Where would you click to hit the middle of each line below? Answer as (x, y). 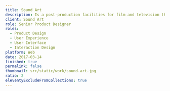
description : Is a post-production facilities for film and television (82, 15)
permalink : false (24, 66)
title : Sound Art (24, 10)
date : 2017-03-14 (24, 57)
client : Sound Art (25, 19)
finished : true (21, 62)
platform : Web (20, 52)
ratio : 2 (14, 76)
